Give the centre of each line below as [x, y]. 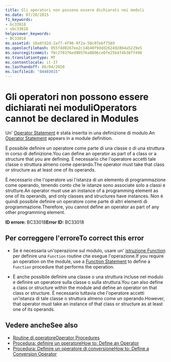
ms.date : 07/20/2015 [27, 15]
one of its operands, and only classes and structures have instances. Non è [84, 196]
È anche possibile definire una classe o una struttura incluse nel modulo [88, 277]
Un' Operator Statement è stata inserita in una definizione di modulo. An [80, 133]
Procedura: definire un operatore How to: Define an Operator [76, 343]
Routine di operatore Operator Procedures [56, 337]
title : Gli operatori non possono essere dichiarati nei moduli [75, 10]
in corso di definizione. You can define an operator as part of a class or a [81, 153]
